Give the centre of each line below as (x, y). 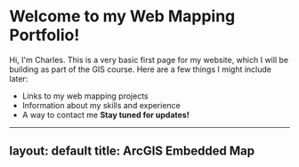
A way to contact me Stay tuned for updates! (105, 115)
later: (19, 78)
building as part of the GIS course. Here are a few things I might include (141, 69)
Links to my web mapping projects (85, 96)
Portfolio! (44, 35)
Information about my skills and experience (101, 105)
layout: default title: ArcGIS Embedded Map (132, 151)
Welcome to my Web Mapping (122, 16)
